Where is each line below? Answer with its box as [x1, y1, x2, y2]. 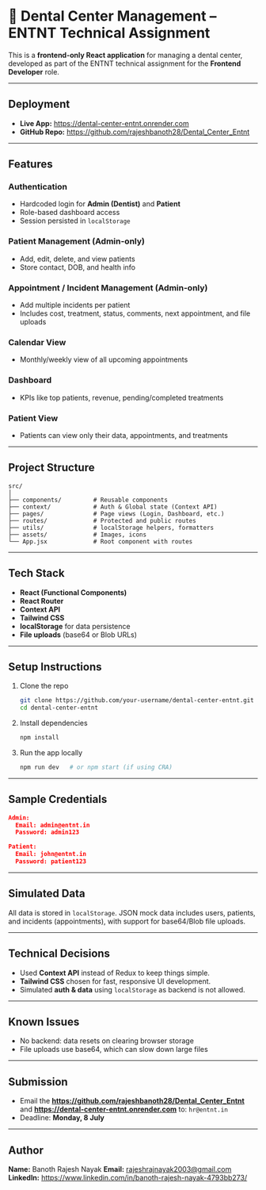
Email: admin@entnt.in [15, 821, 90, 829]
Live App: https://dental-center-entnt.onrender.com [19, 118, 189, 128]
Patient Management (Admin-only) [8, 236, 145, 247]
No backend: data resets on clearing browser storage [19, 1036, 194, 1046]
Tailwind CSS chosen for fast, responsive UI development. [19, 976, 211, 986]
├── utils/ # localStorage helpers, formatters [8, 524, 215, 532]
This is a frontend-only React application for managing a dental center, [8, 50, 243, 59]
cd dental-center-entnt [19, 704, 99, 712]
